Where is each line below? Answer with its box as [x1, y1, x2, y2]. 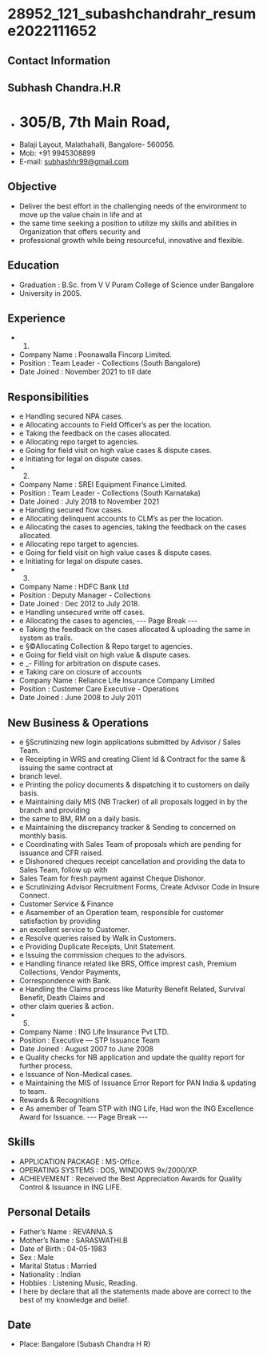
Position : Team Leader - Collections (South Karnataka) [18, 488, 201, 498]
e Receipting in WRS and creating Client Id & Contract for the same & [18, 754, 245, 764]
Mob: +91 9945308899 [18, 148, 96, 157]
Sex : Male [18, 1252, 54, 1262]
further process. [18, 1060, 73, 1071]
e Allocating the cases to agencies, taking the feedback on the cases [18, 522, 247, 532]
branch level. [18, 771, 62, 780]
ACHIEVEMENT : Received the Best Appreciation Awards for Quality [18, 1173, 242, 1183]
